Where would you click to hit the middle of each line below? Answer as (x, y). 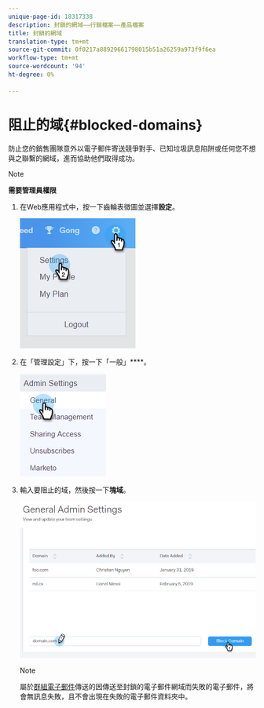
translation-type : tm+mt (49, 42)
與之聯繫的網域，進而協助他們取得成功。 (73, 158)
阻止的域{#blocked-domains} (105, 125)
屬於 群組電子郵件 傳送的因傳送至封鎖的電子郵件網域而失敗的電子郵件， (133, 686)
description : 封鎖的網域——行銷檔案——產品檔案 (76, 25)
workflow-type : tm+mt (44, 58)
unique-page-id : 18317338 (50, 16)
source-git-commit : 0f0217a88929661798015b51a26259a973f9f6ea (112, 50)
